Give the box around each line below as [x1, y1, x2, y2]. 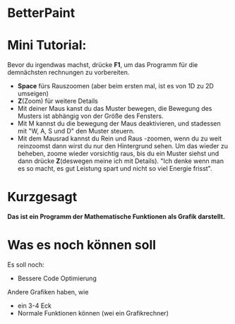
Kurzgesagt [7, 189, 78, 205]
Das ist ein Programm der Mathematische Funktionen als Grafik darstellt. [7, 212, 226, 221]
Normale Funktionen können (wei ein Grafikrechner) [17, 309, 169, 317]
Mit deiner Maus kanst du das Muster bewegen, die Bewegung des [17, 104, 212, 113]
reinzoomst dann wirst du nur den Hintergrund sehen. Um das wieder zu [17, 142, 228, 150]
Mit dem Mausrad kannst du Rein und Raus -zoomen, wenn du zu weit [17, 134, 222, 143]
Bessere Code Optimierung [17, 274, 97, 282]
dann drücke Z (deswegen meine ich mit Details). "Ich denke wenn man [17, 157, 224, 165]
